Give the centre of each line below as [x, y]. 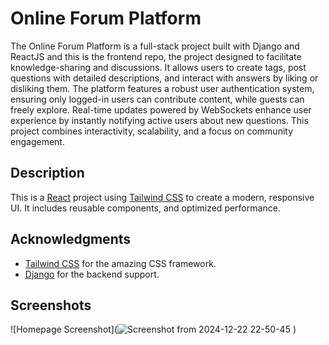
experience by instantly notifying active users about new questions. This [159, 120]
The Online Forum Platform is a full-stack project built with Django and [155, 46]
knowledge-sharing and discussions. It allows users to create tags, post [158, 67]
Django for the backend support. [92, 274]
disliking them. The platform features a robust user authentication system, [162, 88]
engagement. [37, 141]
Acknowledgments [71, 239]
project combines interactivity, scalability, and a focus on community [152, 131]
